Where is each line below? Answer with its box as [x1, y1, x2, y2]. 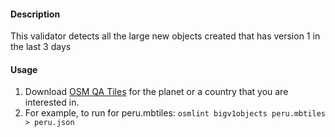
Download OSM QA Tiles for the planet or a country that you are [24, 86, 289, 98]
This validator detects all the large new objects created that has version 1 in [10, 30, 321, 42]
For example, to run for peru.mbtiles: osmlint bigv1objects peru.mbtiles [24, 107, 327, 119]
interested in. [24, 96, 80, 109]
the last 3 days [10, 41, 72, 53]
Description [10, 8, 61, 20]
